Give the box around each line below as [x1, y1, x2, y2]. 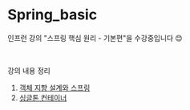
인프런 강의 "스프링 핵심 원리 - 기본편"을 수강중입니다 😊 [7, 33, 183, 43]
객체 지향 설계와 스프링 [18, 83, 91, 92]
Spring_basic [7, 6, 98, 24]
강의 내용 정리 [7, 66, 51, 75]
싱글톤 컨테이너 [18, 92, 67, 102]
